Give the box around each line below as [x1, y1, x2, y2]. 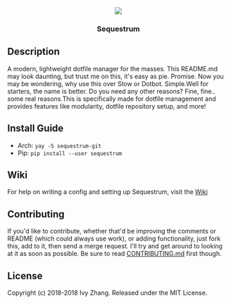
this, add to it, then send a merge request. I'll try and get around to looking [7, 242, 223, 250]
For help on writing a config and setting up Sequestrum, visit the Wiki [7, 188, 208, 196]
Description [7, 46, 60, 58]
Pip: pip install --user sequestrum [17, 148, 123, 157]
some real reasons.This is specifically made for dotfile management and [7, 95, 216, 103]
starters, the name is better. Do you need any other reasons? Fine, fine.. [7, 87, 216, 95]
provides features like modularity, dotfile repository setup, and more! [7, 102, 206, 110]
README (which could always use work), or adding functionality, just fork [7, 234, 221, 243]
